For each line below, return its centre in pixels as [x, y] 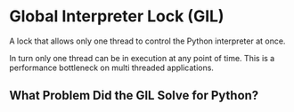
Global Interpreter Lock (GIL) [117, 16]
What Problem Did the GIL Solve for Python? [134, 96]
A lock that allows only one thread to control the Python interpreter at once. [147, 41]
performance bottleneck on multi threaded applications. [111, 68]
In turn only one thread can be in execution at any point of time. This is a [142, 58]
